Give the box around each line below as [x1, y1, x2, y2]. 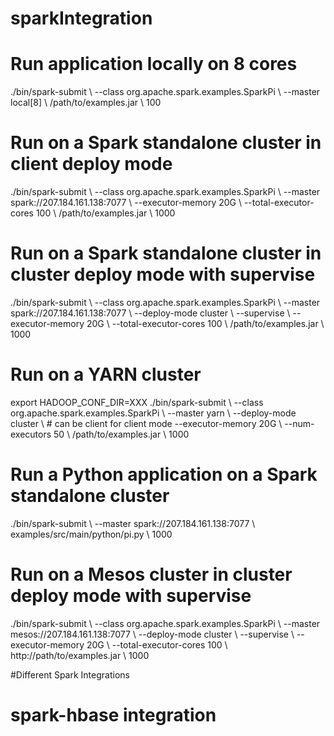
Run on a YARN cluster [10, 363, 202, 386]
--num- [284, 417, 315, 429]
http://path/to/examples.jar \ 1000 [10, 649, 150, 661]
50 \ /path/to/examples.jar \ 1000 [53, 428, 190, 440]
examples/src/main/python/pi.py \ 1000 [10, 528, 173, 540]
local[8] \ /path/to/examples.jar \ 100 [10, 97, 162, 109]
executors [10, 428, 52, 440]
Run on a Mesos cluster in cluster [10, 563, 293, 586]
